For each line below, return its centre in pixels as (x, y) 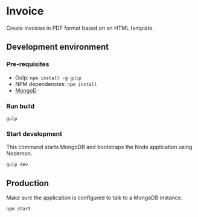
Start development (34, 133)
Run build (21, 106)
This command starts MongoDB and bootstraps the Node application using (99, 147)
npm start (19, 209)
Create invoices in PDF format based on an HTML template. (80, 28)
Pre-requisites (28, 64)
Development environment (58, 47)
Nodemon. (19, 153)
